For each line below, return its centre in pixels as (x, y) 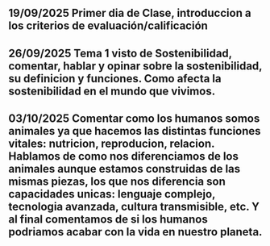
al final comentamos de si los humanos (108, 220)
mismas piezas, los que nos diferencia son (117, 182)
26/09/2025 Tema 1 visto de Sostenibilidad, (120, 53)
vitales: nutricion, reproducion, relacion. (112, 144)
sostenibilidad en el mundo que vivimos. (112, 91)
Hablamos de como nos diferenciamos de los (124, 156)
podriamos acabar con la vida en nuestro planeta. (135, 232)
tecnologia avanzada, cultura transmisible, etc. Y (134, 207)
